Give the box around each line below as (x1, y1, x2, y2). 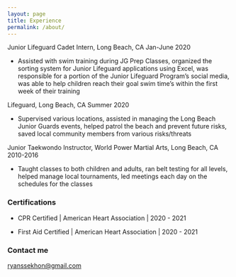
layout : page (7, 10, 46, 18)
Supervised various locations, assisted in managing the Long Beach (17, 114, 216, 123)
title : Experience (7, 17, 62, 24)
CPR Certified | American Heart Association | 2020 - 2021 (17, 214, 186, 222)
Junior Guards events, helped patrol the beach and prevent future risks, (17, 122, 227, 131)
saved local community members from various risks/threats (17, 129, 192, 138)
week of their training (17, 87, 80, 96)
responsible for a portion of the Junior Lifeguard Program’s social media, (17, 72, 230, 80)
